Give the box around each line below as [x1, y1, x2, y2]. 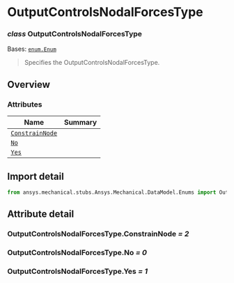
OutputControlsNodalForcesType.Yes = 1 [7, 266, 148, 276]
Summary [63, 118, 97, 128]
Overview [7, 78, 51, 91]
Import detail [7, 170, 64, 182]
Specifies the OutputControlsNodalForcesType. [24, 59, 160, 67]
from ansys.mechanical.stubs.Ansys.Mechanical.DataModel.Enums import [7, 189, 217, 196]
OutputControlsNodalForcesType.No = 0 [7, 248, 148, 258]
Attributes [7, 99, 42, 109]
